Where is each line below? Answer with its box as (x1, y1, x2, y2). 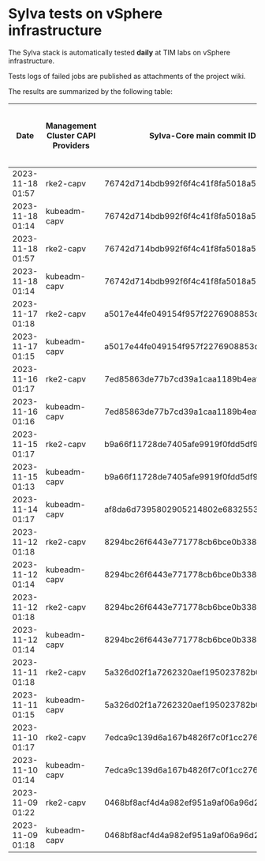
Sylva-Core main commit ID (148, 130, 256, 141)
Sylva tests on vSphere (8, 5, 163, 23)
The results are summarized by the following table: (8, 86, 174, 96)
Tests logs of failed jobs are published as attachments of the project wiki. (8, 71, 246, 81)
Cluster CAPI (46, 130, 96, 141)
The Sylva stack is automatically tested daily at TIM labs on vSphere (8, 47, 231, 57)
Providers (52, 140, 90, 151)
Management (45, 120, 97, 131)
